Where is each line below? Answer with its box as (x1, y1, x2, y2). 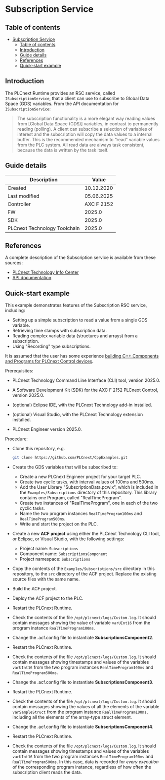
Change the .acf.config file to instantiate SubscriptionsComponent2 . (12, 635, 154, 641)
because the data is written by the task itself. (17, 147, 109, 153)
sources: (5, 260, 23, 266)
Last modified (7, 192, 40, 199)
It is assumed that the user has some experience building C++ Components (5, 353, 159, 359)
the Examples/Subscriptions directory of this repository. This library (19, 489, 157, 496)
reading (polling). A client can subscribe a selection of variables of (17, 126, 153, 132)
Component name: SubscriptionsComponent (19, 551, 108, 557)
